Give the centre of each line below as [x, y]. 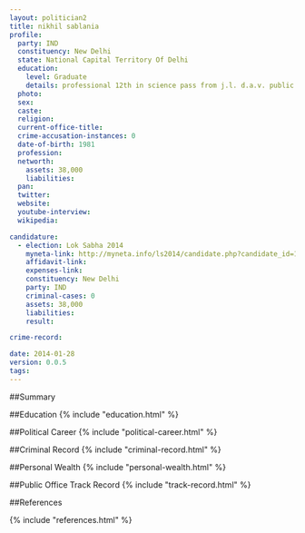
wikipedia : [38, 220]
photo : [30, 94]
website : [34, 204]
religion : [36, 119]
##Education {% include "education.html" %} [94, 414]
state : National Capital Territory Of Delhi [103, 60]
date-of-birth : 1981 [56, 144]
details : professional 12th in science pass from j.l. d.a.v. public [160, 85]
